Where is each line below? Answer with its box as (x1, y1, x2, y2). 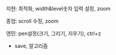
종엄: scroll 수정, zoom (6, 18, 59, 25)
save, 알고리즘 (14, 43, 48, 49)
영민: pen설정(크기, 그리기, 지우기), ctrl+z (6, 30, 101, 37)
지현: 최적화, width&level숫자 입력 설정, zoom (6, 5, 111, 12)
